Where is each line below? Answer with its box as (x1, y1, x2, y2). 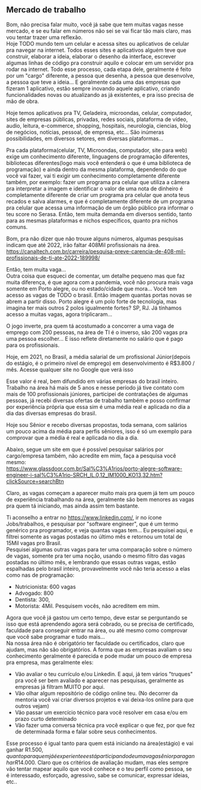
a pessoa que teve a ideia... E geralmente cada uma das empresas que (6, 78, 181, 86)
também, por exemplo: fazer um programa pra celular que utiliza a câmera (6, 178, 190, 185)
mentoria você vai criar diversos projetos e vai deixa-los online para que (14, 695, 194, 703)
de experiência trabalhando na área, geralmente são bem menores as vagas (6, 496, 194, 503)
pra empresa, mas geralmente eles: (6, 659, 94, 666)
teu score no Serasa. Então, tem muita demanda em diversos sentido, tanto (6, 210, 192, 217)
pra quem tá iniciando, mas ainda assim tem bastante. (6, 502, 140, 509)
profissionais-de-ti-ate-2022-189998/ (6, 254, 100, 261)
